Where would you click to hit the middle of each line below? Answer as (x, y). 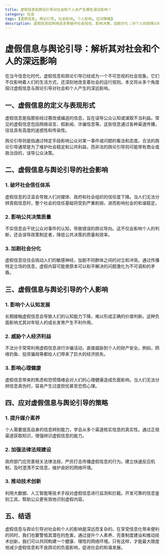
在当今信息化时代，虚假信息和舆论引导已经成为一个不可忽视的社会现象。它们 (82, 76)
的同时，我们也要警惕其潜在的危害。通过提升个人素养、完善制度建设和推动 (80, 535)
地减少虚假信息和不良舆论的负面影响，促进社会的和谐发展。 (65, 547)
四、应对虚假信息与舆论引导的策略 (57, 402)
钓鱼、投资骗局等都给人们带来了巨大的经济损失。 (59, 354)
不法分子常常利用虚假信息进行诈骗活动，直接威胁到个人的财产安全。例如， (80, 348)
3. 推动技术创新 (23, 481)
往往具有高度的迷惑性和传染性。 (37, 130)
